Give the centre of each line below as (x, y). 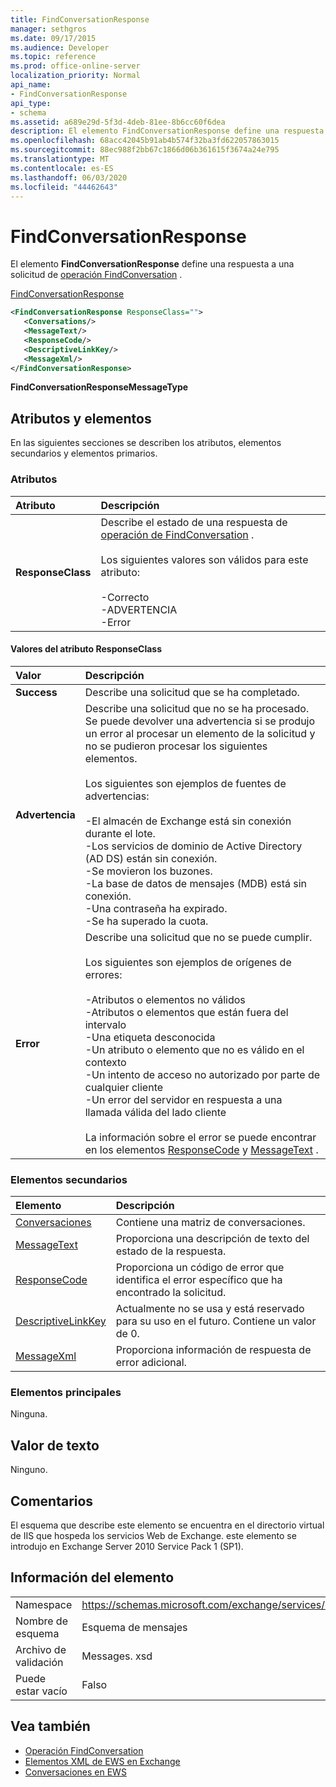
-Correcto (125, 597)
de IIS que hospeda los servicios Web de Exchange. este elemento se (153, 1535)
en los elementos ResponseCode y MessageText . (201, 1149)
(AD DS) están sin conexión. (151, 858)
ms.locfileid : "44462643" (64, 187)
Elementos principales (66, 1392)
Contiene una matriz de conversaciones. (210, 1223)
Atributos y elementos (81, 418)
